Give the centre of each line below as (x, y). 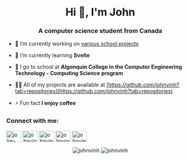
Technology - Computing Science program (69, 73)
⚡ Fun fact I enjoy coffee (45, 103)
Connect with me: (33, 121)
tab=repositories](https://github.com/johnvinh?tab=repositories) (94, 91)
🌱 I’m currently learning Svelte (52, 56)
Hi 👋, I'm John (100, 12)
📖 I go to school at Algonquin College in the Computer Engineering (98, 67)
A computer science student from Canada (100, 31)
